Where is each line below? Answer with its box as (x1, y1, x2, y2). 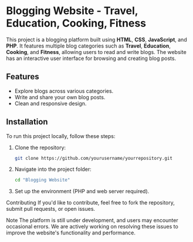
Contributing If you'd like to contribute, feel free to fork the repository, (6, 199, 175, 206)
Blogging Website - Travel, (6, 4, 138, 18)
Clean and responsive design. (14, 100, 87, 107)
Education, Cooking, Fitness (6, 16, 147, 30)
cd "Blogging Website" (14, 177, 70, 183)
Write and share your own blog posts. (14, 93, 106, 100)
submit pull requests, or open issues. (6, 206, 96, 213)
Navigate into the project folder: (14, 166, 92, 173)
